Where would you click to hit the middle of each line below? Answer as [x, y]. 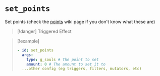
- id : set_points [35, 50]
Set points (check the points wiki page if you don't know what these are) [80, 21]
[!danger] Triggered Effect [44, 31]
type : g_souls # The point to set [63, 59]
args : [28, 55]
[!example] [28, 41]
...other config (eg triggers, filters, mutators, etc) [82, 69]
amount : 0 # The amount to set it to [66, 64]
